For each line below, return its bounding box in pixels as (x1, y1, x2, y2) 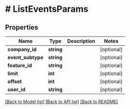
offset (7, 78, 22, 85)
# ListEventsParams (5, 3, 89, 15)
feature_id (7, 62, 32, 69)
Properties (5, 23, 38, 32)
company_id (7, 46, 37, 53)
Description (67, 38, 96, 44)
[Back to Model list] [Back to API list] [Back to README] (5, 99, 118, 105)
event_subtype (7, 54, 43, 61)
